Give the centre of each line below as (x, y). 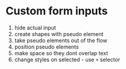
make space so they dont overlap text (61, 53)
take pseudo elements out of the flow (61, 40)
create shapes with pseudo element (59, 34)
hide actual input (35, 28)
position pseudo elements (46, 47)
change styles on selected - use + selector (67, 59)
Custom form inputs (57, 11)
